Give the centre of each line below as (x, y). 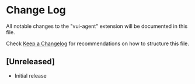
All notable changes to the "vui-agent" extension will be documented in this (97, 26)
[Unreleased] (31, 62)
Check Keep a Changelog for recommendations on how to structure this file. (98, 43)
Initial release (30, 75)
